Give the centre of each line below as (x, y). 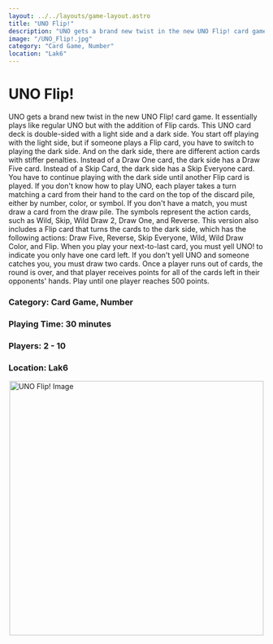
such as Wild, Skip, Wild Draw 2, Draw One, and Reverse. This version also (134, 220)
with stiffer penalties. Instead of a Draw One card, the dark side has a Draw (134, 160)
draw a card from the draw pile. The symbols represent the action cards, (130, 212)
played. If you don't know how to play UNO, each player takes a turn (123, 186)
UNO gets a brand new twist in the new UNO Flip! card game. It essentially (133, 116)
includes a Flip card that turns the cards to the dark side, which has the (127, 229)
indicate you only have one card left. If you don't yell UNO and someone (129, 255)
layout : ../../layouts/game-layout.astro (80, 16)
